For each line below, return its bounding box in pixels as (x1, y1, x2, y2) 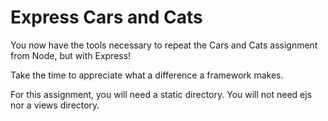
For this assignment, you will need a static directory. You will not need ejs (10, 88, 313, 100)
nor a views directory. (10, 99, 100, 111)
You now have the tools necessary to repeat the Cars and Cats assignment (10, 39, 318, 51)
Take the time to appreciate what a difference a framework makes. (10, 69, 284, 81)
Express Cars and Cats (10, 6, 203, 29)
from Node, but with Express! (10, 49, 132, 61)
